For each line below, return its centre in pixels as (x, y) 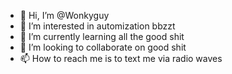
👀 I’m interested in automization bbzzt (97, 26)
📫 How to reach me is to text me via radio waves (121, 58)
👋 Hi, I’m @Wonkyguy (64, 15)
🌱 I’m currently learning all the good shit (102, 36)
